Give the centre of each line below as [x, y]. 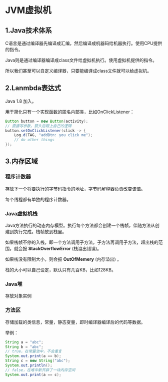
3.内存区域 [22, 161]
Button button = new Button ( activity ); [47, 121]
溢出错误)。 [89, 249]
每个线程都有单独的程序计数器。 [38, 199]
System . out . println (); [29, 365]
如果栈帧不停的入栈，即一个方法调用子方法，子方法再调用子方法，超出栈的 [82, 242]
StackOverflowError [49, 249]
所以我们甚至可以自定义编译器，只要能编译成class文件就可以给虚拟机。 [78, 71]
